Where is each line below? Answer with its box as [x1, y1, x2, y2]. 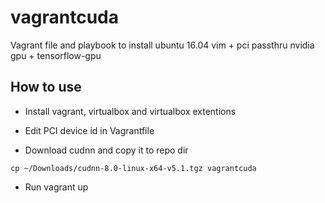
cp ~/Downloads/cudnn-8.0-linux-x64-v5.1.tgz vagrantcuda [10, 163, 257, 173]
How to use [10, 79, 82, 96]
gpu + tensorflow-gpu [10, 49, 102, 61]
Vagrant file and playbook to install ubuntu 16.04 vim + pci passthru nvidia [10, 39, 315, 51]
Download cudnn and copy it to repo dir [24, 144, 189, 156]
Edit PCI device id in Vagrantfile [24, 124, 155, 136]
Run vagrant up [24, 181, 89, 193]
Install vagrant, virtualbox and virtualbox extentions [24, 105, 237, 117]
